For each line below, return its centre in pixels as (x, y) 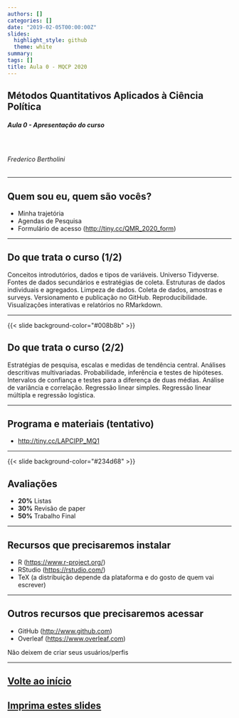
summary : (20, 54)
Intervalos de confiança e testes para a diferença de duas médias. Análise (116, 380)
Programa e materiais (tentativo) (81, 424)
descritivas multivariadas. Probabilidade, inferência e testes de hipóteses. (116, 372)
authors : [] (25, 14)
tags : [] (20, 60)
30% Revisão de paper (52, 508)
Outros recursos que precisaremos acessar (106, 614)
